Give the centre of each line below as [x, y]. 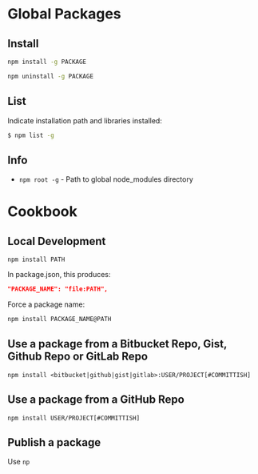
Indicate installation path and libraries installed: [85, 120]
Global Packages [64, 14]
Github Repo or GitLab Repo [78, 357]
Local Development [57, 241]
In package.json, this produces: [59, 275]
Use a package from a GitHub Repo [96, 400]
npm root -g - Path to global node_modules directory [106, 179]
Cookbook [42, 212]
